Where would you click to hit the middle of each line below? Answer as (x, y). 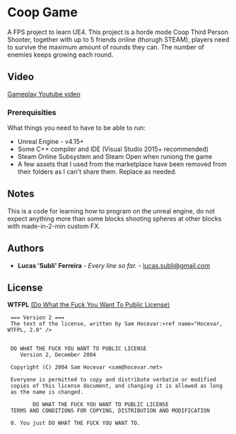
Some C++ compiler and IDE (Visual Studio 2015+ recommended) (113, 149)
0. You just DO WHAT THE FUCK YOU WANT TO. (75, 423)
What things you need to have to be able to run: (77, 128)
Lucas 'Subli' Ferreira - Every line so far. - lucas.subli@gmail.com (114, 265)
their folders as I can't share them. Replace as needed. (97, 172)
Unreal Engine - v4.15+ (51, 142)
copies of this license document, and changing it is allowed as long (116, 386)
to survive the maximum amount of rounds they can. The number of (106, 47)
